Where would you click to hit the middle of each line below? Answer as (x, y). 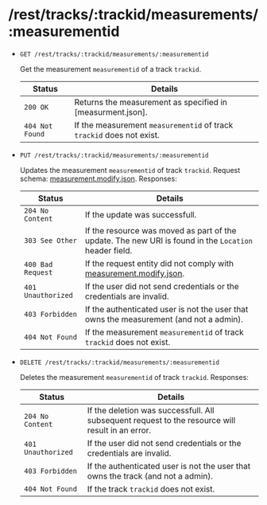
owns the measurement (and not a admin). (164, 319)
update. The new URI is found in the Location (168, 241)
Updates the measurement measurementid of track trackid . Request (130, 170)
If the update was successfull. (141, 214)
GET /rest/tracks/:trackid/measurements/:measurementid (114, 54)
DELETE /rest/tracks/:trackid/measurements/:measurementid (120, 362)
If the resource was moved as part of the (161, 230)
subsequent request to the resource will (161, 420)
